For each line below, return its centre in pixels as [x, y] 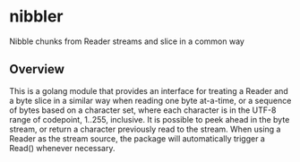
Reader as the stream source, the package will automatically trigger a [137, 138]
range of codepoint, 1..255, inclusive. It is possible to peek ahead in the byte [150, 119]
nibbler [36, 17]
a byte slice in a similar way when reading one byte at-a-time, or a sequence [150, 100]
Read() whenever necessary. [62, 148]
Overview [37, 69]
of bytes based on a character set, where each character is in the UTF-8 [143, 110]
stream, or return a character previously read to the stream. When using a [145, 129]
